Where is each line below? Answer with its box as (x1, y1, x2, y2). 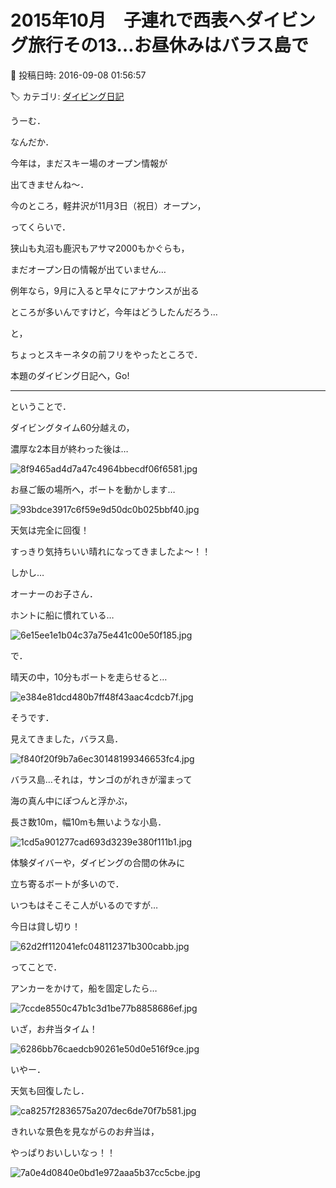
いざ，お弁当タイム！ (10, 1022, 98, 1035)
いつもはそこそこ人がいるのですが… (10, 899, 159, 911)
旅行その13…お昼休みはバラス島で (28, 34, 310, 57)
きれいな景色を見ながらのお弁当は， (10, 1125, 160, 1137)
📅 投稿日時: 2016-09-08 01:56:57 (10, 69, 147, 81)
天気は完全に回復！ (10, 524, 90, 536)
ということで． (10, 400, 72, 412)
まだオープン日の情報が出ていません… (10, 263, 167, 275)
